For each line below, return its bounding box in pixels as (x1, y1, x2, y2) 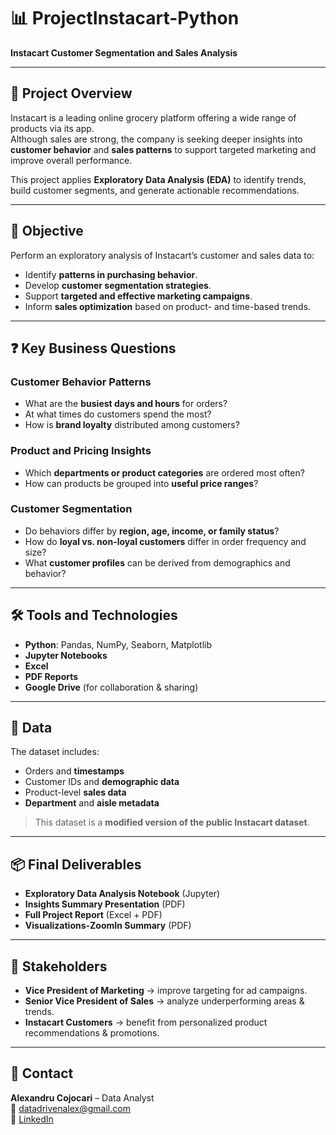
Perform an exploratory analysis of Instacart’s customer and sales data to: (10, 249, 315, 261)
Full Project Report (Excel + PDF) (24, 909, 163, 921)
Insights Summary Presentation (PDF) (24, 898, 186, 910)
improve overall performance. (10, 154, 133, 166)
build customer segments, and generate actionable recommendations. (10, 184, 300, 196)
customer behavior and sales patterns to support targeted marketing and (10, 143, 317, 155)
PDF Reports (24, 670, 79, 682)
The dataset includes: (10, 746, 100, 758)
